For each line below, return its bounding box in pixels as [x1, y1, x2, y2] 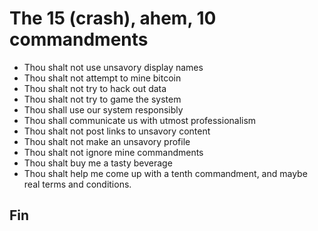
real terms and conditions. [23, 178, 132, 190]
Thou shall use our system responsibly [23, 103, 184, 116]
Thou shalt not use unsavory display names [23, 61, 204, 73]
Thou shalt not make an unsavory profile [23, 135, 191, 147]
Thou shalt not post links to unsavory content [23, 125, 211, 137]
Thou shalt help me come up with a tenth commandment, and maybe [23, 167, 308, 179]
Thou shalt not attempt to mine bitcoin [23, 72, 182, 84]
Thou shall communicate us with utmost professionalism [23, 114, 257, 126]
